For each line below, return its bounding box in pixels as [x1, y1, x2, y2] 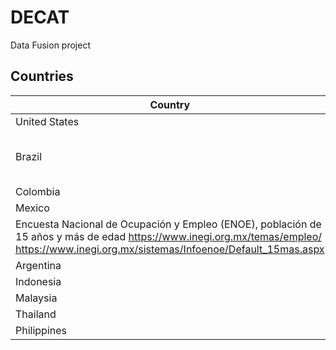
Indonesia [15, 274, 62, 288]
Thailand [15, 307, 57, 321]
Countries [10, 68, 74, 85]
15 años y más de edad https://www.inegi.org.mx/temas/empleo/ [15, 229, 322, 243]
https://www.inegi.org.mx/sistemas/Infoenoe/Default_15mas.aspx [15, 242, 325, 256]
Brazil [15, 149, 43, 163]
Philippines [15, 323, 67, 337]
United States [15, 114, 80, 128]
